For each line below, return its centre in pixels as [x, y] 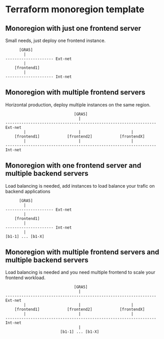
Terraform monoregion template [75, 9]
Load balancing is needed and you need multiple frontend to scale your [80, 273]
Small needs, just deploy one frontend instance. [55, 40]
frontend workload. [26, 278]
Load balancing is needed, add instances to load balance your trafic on [80, 186]
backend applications [28, 191]
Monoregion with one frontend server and [73, 165]
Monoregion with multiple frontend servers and [82, 252]
